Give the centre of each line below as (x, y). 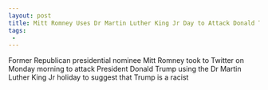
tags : (17, 30)
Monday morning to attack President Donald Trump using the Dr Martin (125, 69)
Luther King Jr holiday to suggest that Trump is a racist (99, 77)
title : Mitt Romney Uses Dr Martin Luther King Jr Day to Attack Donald (132, 23)
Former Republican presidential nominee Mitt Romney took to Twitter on (126, 61)
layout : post (30, 16)
